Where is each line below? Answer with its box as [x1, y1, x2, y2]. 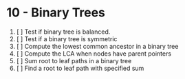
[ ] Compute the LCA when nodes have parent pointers [16, 49, 172, 58]
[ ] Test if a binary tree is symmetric [16, 34, 118, 43]
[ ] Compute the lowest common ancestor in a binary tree [16, 42, 179, 50]
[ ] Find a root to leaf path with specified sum [16, 64, 144, 72]
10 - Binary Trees [6, 5, 106, 21]
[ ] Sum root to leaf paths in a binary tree [16, 56, 132, 65]
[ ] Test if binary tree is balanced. [16, 27, 111, 36]
